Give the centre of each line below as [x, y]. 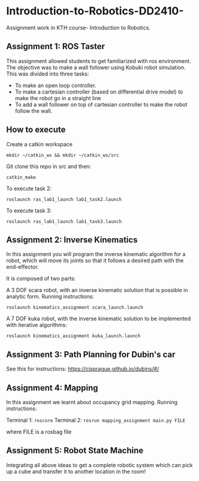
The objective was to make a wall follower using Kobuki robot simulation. [96, 67]
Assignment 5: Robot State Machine [75, 451]
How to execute [36, 130]
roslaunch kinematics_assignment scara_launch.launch [75, 308]
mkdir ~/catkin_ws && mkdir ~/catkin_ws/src [63, 155]
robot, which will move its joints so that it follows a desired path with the [95, 261]
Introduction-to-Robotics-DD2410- [95, 11]
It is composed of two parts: [41, 279]
